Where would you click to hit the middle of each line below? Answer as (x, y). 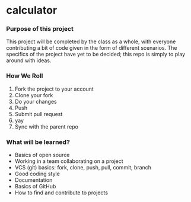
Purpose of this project (40, 29)
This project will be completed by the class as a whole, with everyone (91, 41)
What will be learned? (38, 142)
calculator (32, 10)
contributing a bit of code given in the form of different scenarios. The (92, 48)
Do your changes (36, 101)
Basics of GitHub (35, 187)
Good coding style (37, 174)
